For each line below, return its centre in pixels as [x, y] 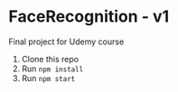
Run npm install [52, 69]
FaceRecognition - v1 [89, 17]
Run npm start [48, 78]
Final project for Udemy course [66, 41]
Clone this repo [50, 59]
